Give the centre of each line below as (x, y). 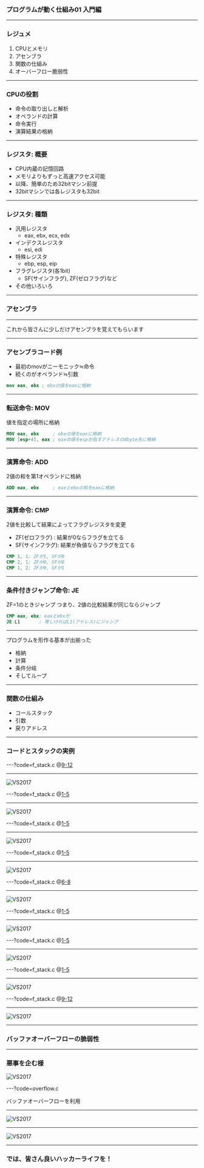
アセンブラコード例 (34, 352)
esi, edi (33, 250)
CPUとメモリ (32, 48)
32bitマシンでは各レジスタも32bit (57, 191)
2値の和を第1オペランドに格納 (44, 476)
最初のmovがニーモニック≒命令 (55, 366)
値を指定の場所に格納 (33, 422)
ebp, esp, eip (41, 264)
